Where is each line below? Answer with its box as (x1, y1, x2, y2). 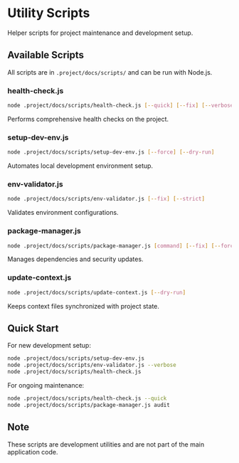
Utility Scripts (7, 5, 90, 21)
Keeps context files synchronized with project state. (7, 302, 160, 310)
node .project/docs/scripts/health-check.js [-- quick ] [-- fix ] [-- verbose (7, 102, 234, 110)
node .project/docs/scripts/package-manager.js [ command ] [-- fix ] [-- (7, 242, 221, 250)
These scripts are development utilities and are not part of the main (7, 440, 205, 449)
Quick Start (7, 322, 59, 334)
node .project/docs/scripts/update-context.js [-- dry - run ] (7, 289, 186, 296)
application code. (7, 447, 58, 456)
